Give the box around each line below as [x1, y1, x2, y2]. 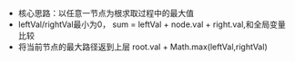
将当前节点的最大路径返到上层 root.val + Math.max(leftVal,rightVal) [17, 41, 268, 52]
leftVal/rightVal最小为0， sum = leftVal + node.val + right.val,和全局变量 [17, 19, 286, 30]
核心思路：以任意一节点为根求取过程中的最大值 [17, 8, 194, 18]
